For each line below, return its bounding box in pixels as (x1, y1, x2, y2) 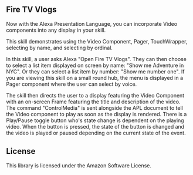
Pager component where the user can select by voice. (6, 80, 137, 87)
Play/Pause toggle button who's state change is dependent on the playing (6, 117, 184, 124)
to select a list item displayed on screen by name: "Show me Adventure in (6, 62, 184, 69)
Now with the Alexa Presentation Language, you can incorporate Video (6, 20, 178, 27)
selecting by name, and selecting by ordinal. (6, 44, 113, 51)
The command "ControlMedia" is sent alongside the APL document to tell (6, 104, 183, 111)
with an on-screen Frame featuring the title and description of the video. (6, 98, 181, 105)
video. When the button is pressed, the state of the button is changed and (6, 123, 185, 130)
